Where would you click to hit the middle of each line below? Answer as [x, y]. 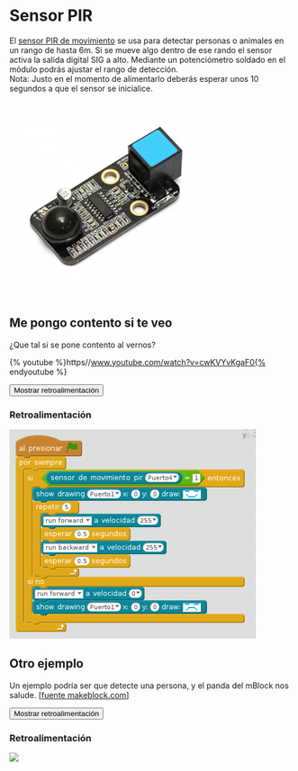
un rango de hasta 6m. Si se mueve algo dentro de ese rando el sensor [141, 49]
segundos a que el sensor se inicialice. [81, 88]
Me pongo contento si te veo [91, 323]
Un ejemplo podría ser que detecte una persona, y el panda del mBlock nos [149, 686]
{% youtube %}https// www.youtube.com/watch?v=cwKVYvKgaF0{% [138, 362]
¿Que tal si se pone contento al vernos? [82, 345]
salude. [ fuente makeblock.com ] [69, 695]
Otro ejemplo [46, 663]
